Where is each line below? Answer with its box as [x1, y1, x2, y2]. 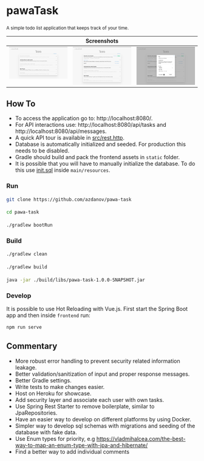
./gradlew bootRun [6, 222, 53, 229]
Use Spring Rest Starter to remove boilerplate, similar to [15, 402, 155, 410]
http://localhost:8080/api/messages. [15, 127, 107, 135]
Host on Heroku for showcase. [15, 390, 92, 397]
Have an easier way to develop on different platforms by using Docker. [15, 415, 191, 423]
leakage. [15, 363, 37, 371]
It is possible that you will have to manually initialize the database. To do [15, 160, 195, 168]
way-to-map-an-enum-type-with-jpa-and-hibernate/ [15, 441, 148, 449]
